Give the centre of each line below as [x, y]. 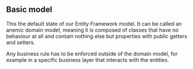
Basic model [29, 10]
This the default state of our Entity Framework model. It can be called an [94, 23]
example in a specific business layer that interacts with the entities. [88, 60]
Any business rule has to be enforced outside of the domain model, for [92, 54]
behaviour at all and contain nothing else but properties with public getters [97, 36]
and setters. [21, 42]
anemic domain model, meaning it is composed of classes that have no [92, 30]
